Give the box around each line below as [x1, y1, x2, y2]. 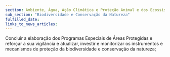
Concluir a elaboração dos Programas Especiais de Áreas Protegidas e [5, 35, 153, 41]
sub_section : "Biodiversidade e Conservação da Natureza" [5, 12, 130, 17]
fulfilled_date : [5, 17, 39, 22]
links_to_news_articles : [5, 21, 58, 27]
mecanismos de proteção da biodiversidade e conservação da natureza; [5, 46, 156, 52]
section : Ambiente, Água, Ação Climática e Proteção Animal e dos [5, 7, 148, 13]
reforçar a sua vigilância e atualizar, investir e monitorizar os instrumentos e [5, 41, 163, 47]
